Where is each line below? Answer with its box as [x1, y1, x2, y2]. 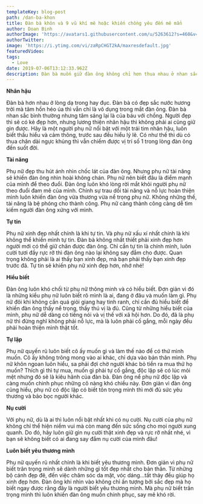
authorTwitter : [6, 37, 45, 43]
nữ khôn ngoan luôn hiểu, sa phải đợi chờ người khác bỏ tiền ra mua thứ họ [6, 360, 193, 368]
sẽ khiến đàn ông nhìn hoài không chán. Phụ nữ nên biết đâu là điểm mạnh [6, 174, 192, 182]
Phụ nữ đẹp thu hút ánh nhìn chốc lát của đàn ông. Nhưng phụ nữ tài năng [6, 168, 191, 175]
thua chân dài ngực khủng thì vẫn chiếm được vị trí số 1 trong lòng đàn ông [6, 138, 192, 145]
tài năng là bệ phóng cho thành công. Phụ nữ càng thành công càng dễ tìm [6, 200, 193, 207]
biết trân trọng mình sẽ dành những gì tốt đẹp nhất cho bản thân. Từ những [6, 465, 193, 472]
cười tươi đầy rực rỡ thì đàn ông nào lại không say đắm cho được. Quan [6, 249, 183, 256]
